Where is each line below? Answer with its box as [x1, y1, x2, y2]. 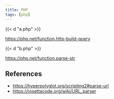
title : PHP [5, 7, 28, 13]
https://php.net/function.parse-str [5, 55, 75, 61]
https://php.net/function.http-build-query [5, 36, 90, 42]
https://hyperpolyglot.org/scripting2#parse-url [12, 83, 109, 89]
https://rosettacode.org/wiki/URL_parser [12, 88, 96, 94]
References [5, 69, 42, 78]
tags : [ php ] [5, 12, 30, 17]
